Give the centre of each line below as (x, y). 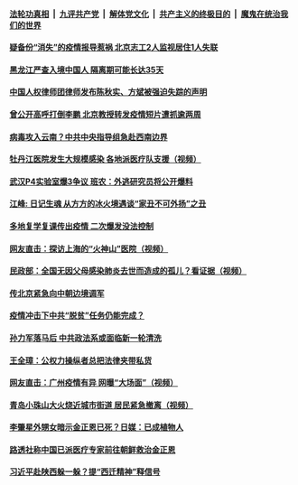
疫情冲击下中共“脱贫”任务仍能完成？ (77, 315)
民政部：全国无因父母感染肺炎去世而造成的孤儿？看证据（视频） (128, 271)
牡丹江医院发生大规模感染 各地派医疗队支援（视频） (105, 159)
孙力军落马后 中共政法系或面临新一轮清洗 (86, 338)
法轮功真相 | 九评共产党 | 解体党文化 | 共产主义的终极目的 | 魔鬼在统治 (145, 14)
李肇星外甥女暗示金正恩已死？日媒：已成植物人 (96, 427)
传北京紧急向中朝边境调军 (57, 293)
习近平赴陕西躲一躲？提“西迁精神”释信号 (85, 472)
